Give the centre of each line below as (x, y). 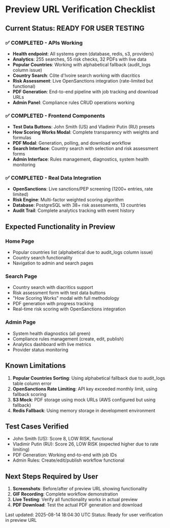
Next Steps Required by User (52, 476)
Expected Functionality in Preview (60, 227)
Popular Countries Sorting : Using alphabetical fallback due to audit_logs (89, 378)
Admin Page (21, 322)
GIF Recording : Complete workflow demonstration (65, 494)
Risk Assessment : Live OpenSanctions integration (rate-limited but (83, 81)
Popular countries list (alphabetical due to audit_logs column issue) (83, 252)
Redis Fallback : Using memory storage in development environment (84, 410)
